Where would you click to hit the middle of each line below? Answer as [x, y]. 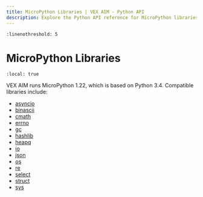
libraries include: [27, 92]
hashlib [24, 136]
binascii [25, 110]
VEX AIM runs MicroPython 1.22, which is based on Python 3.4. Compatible [100, 85]
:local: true [23, 74]
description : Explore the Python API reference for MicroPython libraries [102, 18]
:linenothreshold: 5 [32, 34]
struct [22, 181]
